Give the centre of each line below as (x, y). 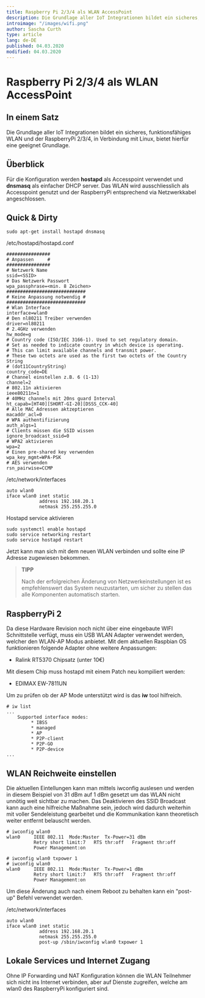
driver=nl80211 (26, 324)
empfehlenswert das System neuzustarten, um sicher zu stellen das (106, 588)
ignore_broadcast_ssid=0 (38, 436)
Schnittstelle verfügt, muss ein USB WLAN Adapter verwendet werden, (95, 635)
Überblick (25, 165)
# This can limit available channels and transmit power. (81, 351)
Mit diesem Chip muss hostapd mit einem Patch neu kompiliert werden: (96, 672)
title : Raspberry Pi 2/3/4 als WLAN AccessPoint (69, 12)
